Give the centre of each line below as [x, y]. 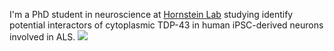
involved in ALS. [42, 37]
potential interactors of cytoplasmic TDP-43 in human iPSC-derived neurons [166, 25]
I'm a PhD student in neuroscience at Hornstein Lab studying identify [151, 14]
